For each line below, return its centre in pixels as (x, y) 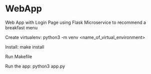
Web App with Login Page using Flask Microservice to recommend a (76, 22)
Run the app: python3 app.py (35, 66)
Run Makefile (19, 56)
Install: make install (25, 47)
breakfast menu (21, 27)
